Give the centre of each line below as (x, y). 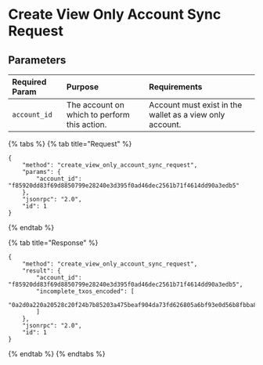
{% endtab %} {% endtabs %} (57, 354)
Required (29, 82)
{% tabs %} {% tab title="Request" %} (70, 144)
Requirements (175, 87)
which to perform (98, 115)
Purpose (83, 87)
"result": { (41, 271)
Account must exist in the (195, 105)
